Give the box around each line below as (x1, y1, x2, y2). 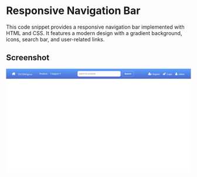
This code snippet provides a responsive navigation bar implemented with (6, 23, 185, 30)
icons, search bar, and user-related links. (6, 36, 105, 43)
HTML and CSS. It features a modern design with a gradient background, (6, 29, 182, 36)
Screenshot (6, 53, 50, 63)
